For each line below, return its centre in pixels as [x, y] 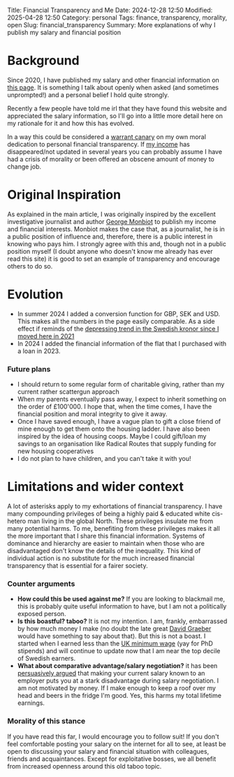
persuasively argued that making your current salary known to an [111, 673]
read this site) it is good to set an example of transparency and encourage [114, 259]
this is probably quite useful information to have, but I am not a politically [122, 606]
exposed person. [42, 614]
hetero [17, 521]
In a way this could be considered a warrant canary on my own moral [107, 136]
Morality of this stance [46, 721]
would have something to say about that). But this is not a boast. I [111, 636]
